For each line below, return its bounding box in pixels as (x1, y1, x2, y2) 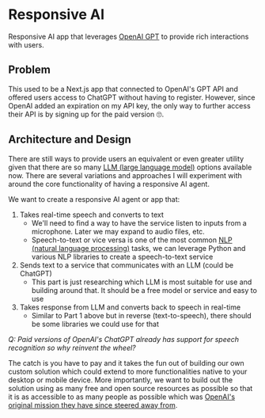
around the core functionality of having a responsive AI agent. (8, 179, 210, 188)
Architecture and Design (8, 133, 132, 146)
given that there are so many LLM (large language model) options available (8, 162, 252, 172)
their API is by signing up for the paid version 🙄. (8, 109, 165, 119)
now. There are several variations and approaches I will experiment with (8, 170, 243, 180)
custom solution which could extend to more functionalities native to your (8, 367, 248, 376)
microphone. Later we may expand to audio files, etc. (31, 226, 206, 236)
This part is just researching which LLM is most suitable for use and (31, 277, 252, 287)
